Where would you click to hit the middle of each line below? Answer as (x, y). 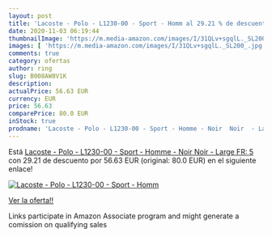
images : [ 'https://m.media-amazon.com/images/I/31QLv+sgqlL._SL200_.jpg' (137, 46)
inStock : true (32, 121)
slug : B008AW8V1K (38, 76)
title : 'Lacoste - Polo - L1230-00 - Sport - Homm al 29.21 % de (121, 23)
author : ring (30, 69)
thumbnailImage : (36, 38)
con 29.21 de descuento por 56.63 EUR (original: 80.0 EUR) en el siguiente (132, 160)
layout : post (30, 16)
